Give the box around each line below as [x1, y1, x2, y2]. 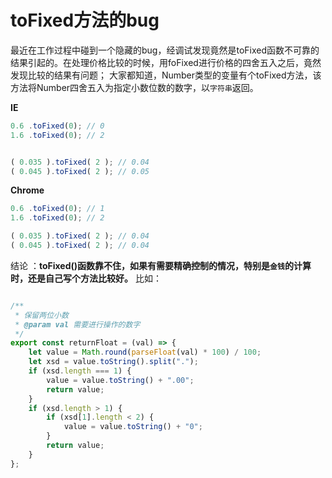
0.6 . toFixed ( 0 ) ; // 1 [10, 204, 105, 214]
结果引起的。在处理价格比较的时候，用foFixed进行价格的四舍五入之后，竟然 [10, 56, 322, 68]
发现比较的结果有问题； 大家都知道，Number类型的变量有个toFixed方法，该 [10, 69, 322, 81]
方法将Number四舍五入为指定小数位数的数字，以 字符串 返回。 [10, 81, 259, 93]
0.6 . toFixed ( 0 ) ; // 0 [10, 121, 105, 131]
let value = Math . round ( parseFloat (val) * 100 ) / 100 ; [28, 347, 262, 358]
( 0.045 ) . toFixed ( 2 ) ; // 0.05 [10, 166, 150, 176]
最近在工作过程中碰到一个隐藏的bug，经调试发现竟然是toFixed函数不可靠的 [10, 44, 320, 56]
